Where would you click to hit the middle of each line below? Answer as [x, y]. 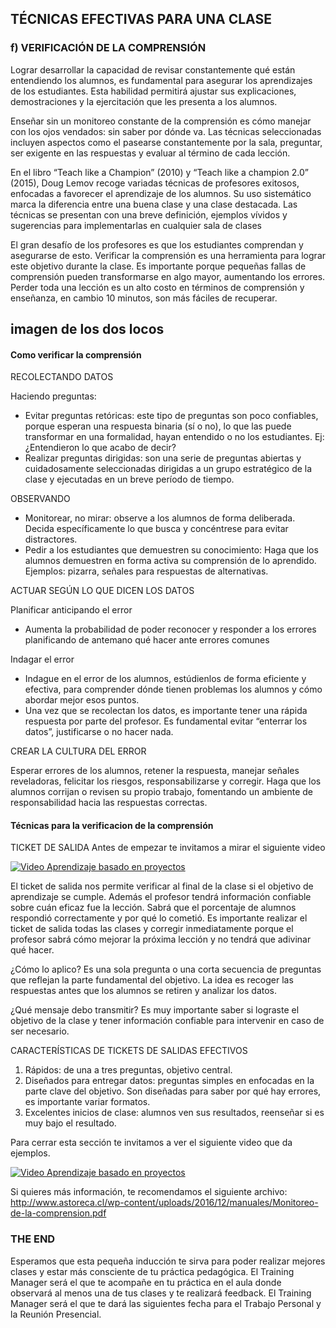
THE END [33, 1239]
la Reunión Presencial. [56, 1314]
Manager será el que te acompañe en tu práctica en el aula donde [146, 1282]
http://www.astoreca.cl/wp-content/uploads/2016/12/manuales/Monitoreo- [164, 1203]
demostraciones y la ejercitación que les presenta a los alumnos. [144, 101]
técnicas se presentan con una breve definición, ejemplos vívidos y [149, 214]
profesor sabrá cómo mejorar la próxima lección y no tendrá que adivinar [161, 939]
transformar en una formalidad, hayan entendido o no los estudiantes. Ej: [174, 437]
